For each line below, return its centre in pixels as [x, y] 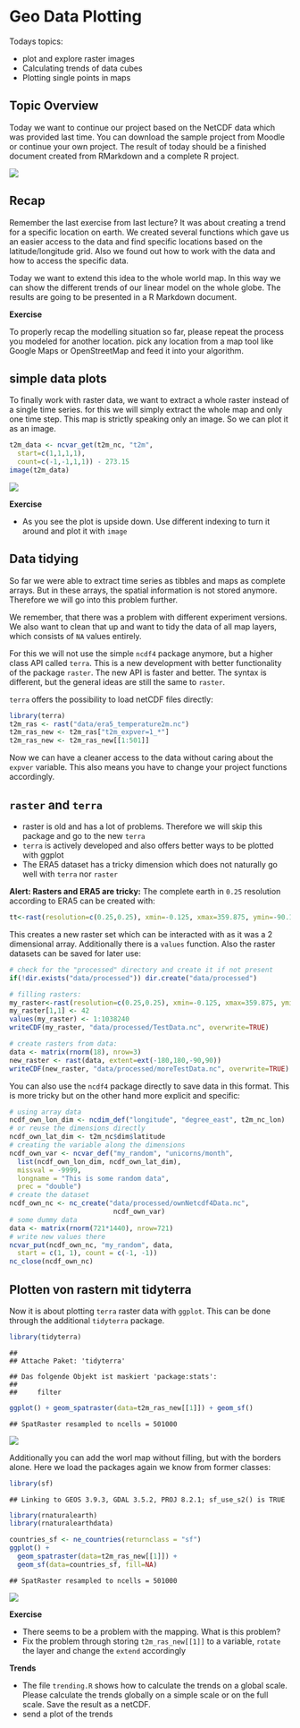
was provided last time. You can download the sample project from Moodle [147, 137]
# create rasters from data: [63, 1044]
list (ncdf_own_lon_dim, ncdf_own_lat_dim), [99, 1161]
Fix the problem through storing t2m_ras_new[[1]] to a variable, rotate [151, 1641]
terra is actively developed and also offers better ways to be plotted [148, 845]
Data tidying [44, 559]
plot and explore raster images [79, 58]
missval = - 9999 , [50, 1170]
